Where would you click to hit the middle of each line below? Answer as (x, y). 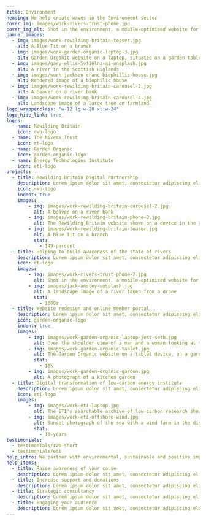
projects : (19, 172)
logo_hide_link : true (34, 115)
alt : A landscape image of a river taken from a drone (105, 291)
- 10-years (53, 434)
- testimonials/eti (37, 452)
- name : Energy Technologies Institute (63, 160)
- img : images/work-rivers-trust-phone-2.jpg (88, 275)
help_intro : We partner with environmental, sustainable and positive (98, 457)
